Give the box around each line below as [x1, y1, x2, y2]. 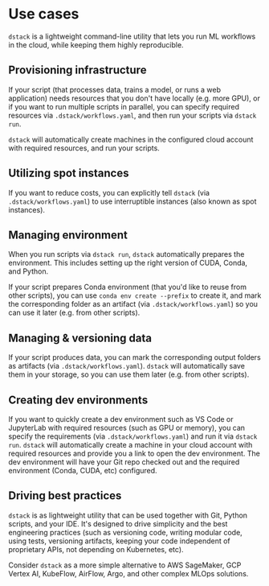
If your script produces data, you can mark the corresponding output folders [8, 353, 261, 362]
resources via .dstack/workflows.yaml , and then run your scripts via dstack [8, 110, 257, 120]
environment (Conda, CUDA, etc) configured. [8, 466, 158, 475]
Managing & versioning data [8, 331, 153, 345]
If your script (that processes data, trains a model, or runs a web [8, 85, 222, 94]
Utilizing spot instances [8, 167, 129, 180]
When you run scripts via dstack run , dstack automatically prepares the [8, 250, 245, 259]
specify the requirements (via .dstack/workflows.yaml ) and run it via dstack [8, 431, 258, 441]
